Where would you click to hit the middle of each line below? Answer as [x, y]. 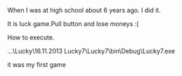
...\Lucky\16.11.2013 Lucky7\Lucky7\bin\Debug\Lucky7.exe [91, 51]
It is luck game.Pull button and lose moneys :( [73, 24]
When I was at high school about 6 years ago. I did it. [84, 10]
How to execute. [31, 37]
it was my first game [37, 65]
